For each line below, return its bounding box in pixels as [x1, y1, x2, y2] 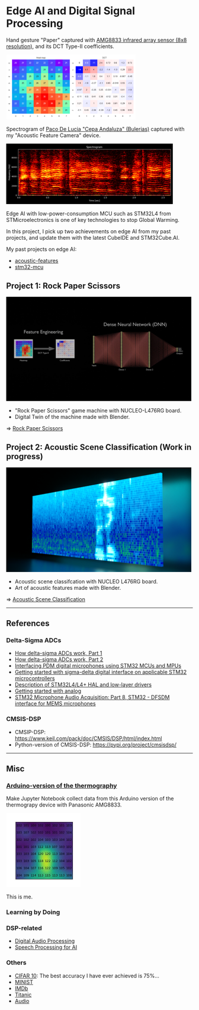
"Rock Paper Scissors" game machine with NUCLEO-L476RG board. [14, 407, 182, 414]
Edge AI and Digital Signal [6, 4, 135, 18]
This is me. [6, 893, 33, 900]
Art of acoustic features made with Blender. [14, 584, 121, 591]
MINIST [14, 978, 34, 986]
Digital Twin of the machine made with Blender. [14, 414, 130, 421]
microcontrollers [14, 675, 55, 682]
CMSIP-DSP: [14, 728, 46, 735]
